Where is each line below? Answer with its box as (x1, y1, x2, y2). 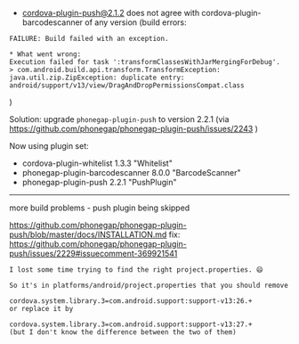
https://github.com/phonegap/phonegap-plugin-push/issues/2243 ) (9, 124, 258, 134)
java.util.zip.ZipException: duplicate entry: (9, 73, 185, 82)
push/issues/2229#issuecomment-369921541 (9, 249, 178, 258)
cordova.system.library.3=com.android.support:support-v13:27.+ (9, 320, 253, 329)
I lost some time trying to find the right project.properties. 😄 (9, 266, 264, 274)
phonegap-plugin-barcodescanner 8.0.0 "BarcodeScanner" (21, 168, 242, 177)
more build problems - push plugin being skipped (9, 202, 190, 213)
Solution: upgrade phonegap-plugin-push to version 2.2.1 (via (9, 114, 230, 124)
